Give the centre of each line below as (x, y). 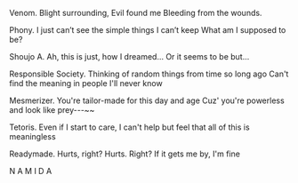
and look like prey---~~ (52, 110)
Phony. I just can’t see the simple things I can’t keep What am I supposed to (148, 30)
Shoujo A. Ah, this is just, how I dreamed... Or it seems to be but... (129, 56)
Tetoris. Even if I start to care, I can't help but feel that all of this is (130, 127)
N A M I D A (31, 171)
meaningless (32, 136)
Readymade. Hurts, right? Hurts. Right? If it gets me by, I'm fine (125, 154)
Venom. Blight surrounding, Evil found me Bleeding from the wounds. (136, 13)
